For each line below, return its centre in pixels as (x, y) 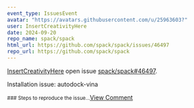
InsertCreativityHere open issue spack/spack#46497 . (82, 71)
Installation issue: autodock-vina (53, 84)
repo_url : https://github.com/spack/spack (68, 52)
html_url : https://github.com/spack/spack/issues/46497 (88, 45)
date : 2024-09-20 (32, 32)
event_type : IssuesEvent (42, 13)
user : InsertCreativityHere (47, 26)
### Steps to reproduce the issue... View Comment (70, 97)
